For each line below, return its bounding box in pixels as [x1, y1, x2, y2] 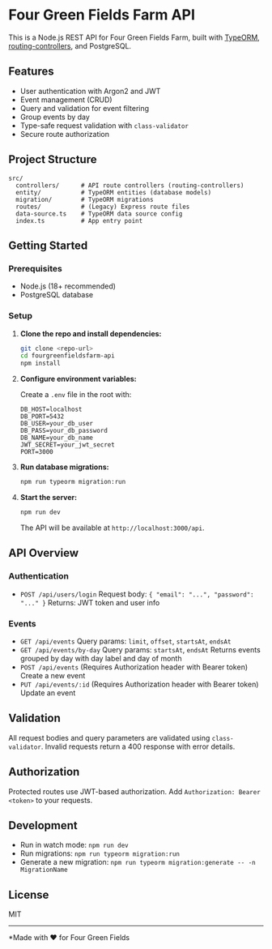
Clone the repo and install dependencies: [19, 328, 162, 338]
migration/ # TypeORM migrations [15, 195, 154, 203]
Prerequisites [8, 263, 62, 274]
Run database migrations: [19, 462, 109, 472]
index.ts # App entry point [15, 216, 143, 224]
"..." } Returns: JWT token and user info [19, 597, 160, 607]
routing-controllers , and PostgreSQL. [8, 41, 132, 50]
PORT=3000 [19, 448, 54, 456]
